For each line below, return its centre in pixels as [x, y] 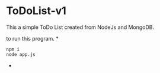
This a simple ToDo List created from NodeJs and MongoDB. [80, 27]
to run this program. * [33, 38]
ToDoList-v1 [36, 11]
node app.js [21, 54]
